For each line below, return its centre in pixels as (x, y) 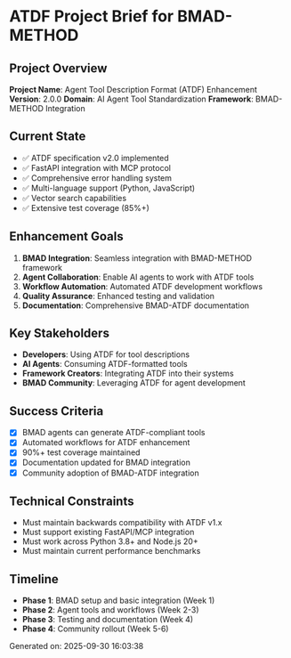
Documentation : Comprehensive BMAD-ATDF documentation (136, 305)
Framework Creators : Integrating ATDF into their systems (128, 374)
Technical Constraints (72, 501)
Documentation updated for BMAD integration (106, 463)
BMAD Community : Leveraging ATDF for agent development (134, 383)
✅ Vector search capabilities (74, 198)
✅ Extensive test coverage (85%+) (85, 207)
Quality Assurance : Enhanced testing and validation (118, 296)
